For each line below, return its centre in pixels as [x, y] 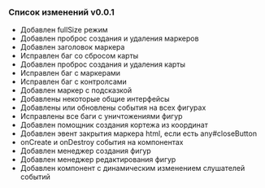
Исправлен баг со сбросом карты [79, 56]
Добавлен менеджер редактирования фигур [98, 160]
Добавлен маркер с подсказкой [76, 90]
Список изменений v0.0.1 [62, 12]
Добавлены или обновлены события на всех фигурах [113, 107]
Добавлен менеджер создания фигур [86, 151]
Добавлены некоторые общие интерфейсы [95, 99]
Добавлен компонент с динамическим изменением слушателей [132, 168]
